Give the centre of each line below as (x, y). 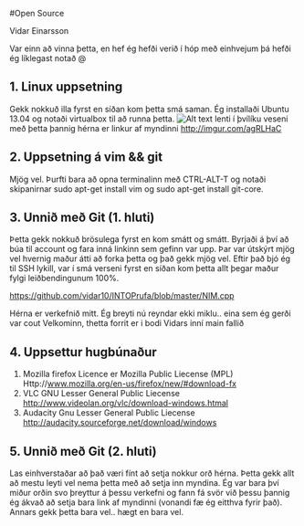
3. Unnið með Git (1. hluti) (82, 218)
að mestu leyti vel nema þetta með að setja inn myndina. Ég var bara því (145, 483)
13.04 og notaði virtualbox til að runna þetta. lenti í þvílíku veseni (149, 119)
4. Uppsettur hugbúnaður (83, 352)
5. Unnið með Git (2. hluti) (83, 451)
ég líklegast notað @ (48, 58)
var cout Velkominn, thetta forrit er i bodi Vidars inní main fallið (127, 323)
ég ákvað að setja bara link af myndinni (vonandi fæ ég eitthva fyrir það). (146, 502)
